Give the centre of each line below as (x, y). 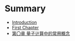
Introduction (24, 22)
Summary (25, 9)
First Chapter (25, 27)
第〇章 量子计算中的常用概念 (41, 33)
